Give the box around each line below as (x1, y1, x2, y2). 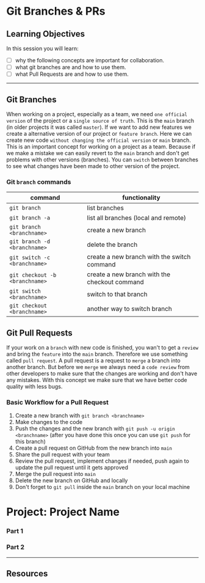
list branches (87, 204, 124, 212)
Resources (6, 568, 48, 579)
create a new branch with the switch (87, 252, 191, 261)
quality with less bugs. (6, 383, 63, 391)
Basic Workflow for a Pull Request (6, 398, 109, 407)
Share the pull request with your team (15, 451, 110, 458)
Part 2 (6, 543, 25, 551)
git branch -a (9, 215, 51, 221)
